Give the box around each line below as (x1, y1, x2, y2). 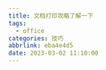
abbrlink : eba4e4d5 (8, 42, 74, 50)
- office (15, 27, 45, 35)
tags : (8, 19, 26, 27)
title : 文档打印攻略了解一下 (8, 11, 94, 20)
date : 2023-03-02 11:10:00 (8, 49, 99, 57)
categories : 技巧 (8, 34, 64, 43)
